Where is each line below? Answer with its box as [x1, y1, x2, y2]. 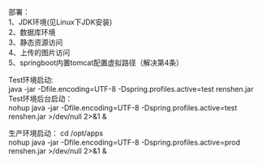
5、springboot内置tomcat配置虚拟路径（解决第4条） [8, 58, 184, 67]
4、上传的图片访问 [8, 48, 71, 57]
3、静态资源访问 [8, 37, 63, 47]
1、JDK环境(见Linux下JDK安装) [8, 17, 113, 27]
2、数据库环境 [8, 28, 56, 37]
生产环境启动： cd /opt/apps [8, 128, 104, 138]
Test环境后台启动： [8, 94, 73, 103]
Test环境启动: [8, 76, 54, 84]
